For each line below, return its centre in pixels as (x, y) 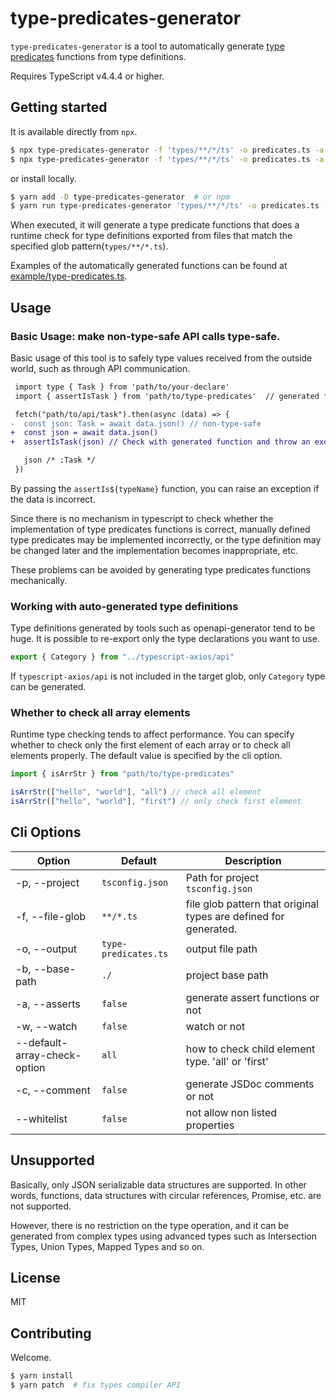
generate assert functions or (252, 997)
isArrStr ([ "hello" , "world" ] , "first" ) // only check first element (156, 802)
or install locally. (43, 178)
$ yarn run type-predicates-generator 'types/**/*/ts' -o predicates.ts (165, 206)
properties (210, 1125)
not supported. (41, 1206)
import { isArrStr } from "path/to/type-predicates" (122, 774)
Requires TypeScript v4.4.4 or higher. (87, 76)
